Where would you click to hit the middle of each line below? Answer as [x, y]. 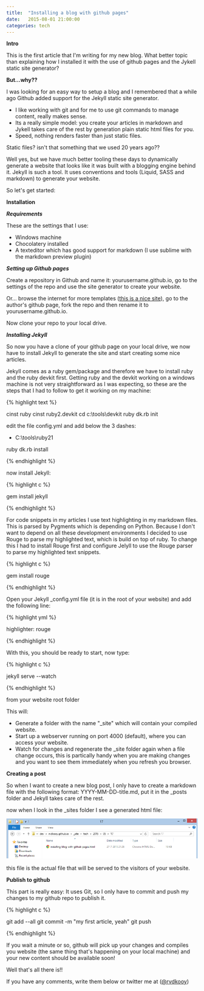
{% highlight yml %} [31, 617]
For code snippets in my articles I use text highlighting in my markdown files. [102, 520]
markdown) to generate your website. [53, 178]
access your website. [42, 743]
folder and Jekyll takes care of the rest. [55, 799]
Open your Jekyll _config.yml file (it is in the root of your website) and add [99, 599]
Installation [21, 202]
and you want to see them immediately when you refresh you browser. [103, 762]
